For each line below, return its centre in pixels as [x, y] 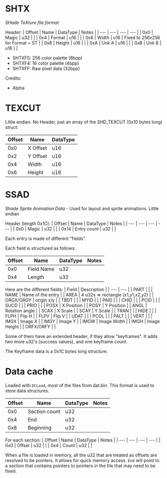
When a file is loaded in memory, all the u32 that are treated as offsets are [81, 455]
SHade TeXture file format [32, 22]
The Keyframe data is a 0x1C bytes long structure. [57, 351]
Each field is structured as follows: [41, 248]
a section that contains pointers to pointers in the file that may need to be [80, 465]
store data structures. [27, 390]
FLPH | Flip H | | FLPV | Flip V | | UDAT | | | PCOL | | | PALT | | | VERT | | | [79, 316]
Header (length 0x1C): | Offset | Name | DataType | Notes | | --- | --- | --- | [81, 223]
